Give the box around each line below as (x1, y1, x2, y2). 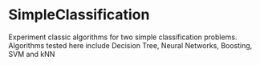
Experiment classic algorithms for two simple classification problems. (8, 32, 238, 42)
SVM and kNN (8, 49, 55, 59)
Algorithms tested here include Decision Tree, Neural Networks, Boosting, (8, 40, 253, 50)
